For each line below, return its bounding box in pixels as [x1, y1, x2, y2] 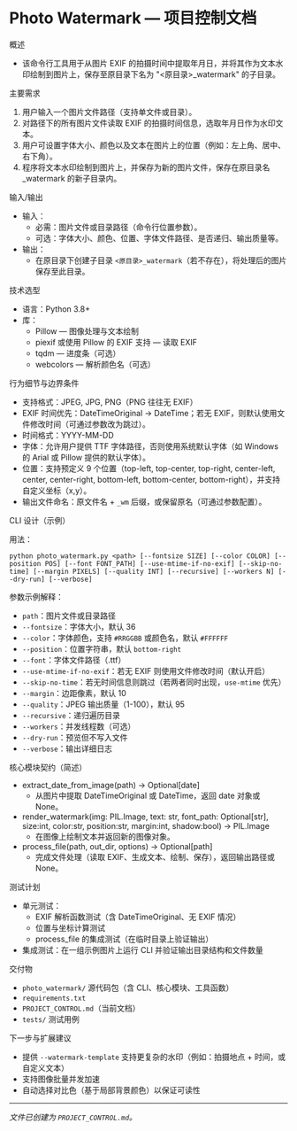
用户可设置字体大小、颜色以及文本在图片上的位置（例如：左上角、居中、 [21, 139, 286, 151]
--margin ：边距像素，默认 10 [21, 687, 126, 698]
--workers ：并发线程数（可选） [21, 721, 136, 732]
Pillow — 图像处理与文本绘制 [34, 325, 140, 337]
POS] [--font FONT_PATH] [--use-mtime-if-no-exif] [44, 559, 236, 568]
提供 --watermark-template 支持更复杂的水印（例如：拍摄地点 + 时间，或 [21, 1051, 286, 1062]
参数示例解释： [9, 591, 64, 602]
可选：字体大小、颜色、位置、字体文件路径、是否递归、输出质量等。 [34, 232, 284, 244]
